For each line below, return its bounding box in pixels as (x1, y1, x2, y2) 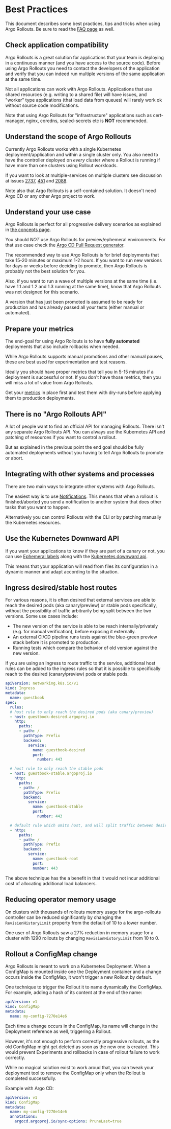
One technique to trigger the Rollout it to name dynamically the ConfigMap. (5, 984, 163, 990)
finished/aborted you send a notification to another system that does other (5, 498, 162, 504)
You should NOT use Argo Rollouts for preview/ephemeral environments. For (5, 237, 166, 243)
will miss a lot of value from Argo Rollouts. (5, 380, 93, 386)
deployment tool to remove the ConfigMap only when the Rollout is (5, 1070, 146, 1076)
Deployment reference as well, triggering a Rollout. (5, 1028, 112, 1034)
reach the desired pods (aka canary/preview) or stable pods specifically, (5, 602, 157, 609)
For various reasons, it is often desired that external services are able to (5, 597, 156, 603)
